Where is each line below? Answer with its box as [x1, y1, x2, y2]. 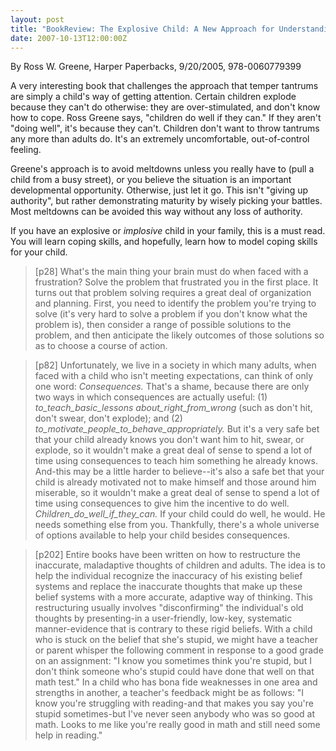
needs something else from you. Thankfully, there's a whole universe [34, 519, 320, 531]
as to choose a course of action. [34, 340, 168, 352]
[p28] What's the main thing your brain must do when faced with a [34, 266, 309, 278]
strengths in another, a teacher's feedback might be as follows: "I [34, 687, 305, 699]
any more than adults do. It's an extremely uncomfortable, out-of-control [10, 133, 310, 145]
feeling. [10, 144, 42, 156]
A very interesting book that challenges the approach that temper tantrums [10, 80, 319, 92]
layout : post [10, 14, 65, 25]
